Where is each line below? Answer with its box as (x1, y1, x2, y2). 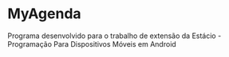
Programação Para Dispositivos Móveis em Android (7, 39, 176, 48)
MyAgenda (7, 5, 81, 23)
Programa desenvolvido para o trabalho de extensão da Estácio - (7, 31, 222, 40)
